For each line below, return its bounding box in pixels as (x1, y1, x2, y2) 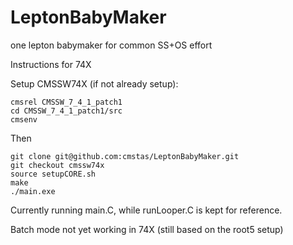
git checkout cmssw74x (10, 160, 105, 170)
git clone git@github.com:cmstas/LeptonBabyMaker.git (10, 151, 240, 161)
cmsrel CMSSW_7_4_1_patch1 (10, 97, 123, 107)
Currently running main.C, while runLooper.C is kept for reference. (10, 204, 283, 216)
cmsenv (10, 114, 38, 125)
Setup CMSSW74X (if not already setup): (10, 77, 179, 90)
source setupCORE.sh (10, 169, 97, 179)
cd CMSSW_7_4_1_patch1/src (10, 106, 123, 116)
